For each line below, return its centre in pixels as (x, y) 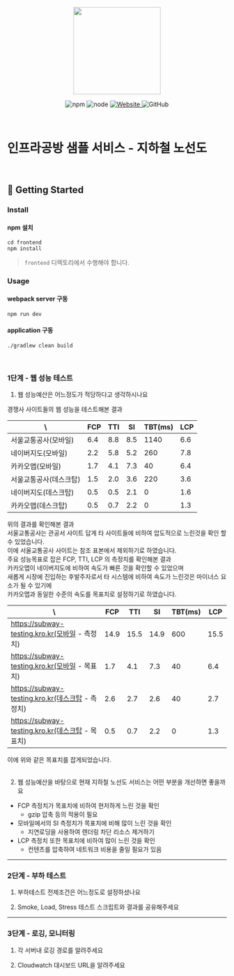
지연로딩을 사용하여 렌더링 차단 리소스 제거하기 (91, 832)
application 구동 (30, 330)
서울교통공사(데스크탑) (46, 480)
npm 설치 (20, 227)
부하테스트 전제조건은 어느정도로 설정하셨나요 (79, 892)
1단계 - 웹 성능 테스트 (40, 378)
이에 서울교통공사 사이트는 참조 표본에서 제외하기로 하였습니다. (92, 551)
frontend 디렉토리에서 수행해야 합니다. (77, 263)
